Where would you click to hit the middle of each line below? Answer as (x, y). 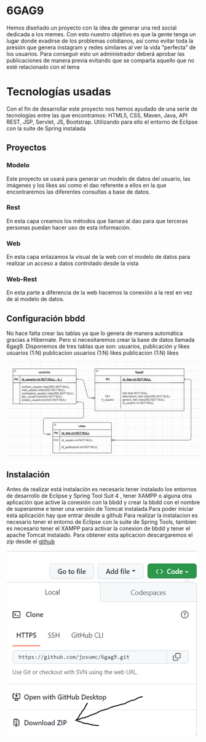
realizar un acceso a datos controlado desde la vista (73, 263)
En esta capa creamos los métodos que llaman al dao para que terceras (97, 221)
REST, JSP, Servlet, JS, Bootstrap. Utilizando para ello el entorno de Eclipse (102, 122)
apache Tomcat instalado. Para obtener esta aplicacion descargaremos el (100, 535)
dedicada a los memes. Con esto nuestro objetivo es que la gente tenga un (101, 34)
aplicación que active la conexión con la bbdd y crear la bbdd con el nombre (103, 502)
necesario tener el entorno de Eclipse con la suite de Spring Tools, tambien (101, 522)
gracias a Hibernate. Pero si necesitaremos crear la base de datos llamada (101, 340)
